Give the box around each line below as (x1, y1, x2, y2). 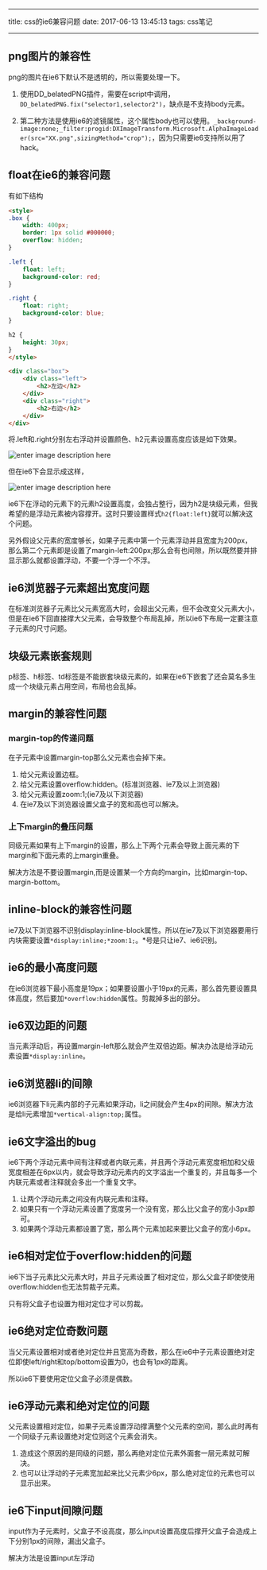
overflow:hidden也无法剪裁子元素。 (8, 1282, 125, 1291)
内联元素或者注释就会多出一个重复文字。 (8, 1177, 141, 1187)
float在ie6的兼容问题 (8, 168, 110, 182)
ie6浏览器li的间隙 (8, 1077, 93, 1090)
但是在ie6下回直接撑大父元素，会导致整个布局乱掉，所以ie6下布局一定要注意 (8, 613, 258, 624)
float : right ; (22, 302, 69, 310)
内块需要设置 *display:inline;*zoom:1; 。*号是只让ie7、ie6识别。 (8, 935, 222, 945)
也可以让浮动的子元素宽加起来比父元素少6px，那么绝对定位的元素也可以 (19, 1468, 256, 1478)
